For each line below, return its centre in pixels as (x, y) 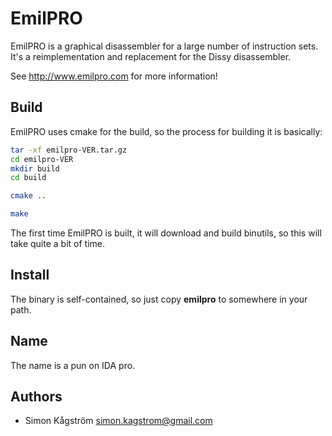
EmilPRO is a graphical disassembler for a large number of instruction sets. (164, 46)
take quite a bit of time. (57, 243)
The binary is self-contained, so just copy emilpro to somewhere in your (159, 299)
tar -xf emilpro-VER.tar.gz (69, 150)
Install (30, 275)
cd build (28, 178)
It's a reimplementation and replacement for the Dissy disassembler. (151, 56)
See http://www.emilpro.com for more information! (114, 76)
